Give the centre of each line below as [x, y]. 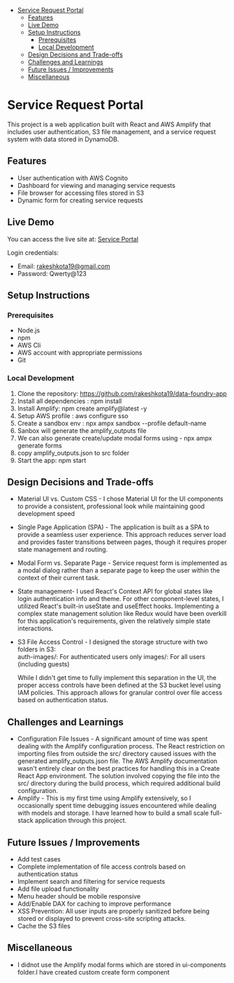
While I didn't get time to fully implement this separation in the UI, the [117, 678]
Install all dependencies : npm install [70, 401]
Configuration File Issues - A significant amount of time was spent [112, 739]
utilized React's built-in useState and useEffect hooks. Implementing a [118, 606]
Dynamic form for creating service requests [80, 200]
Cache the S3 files [44, 926]
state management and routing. [63, 549]
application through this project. [81, 820]
